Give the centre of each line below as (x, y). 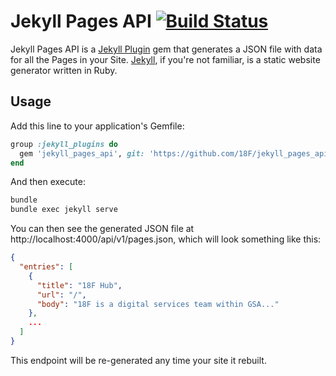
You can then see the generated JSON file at (102, 229)
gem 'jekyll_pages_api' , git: (82, 153)
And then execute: (48, 182)
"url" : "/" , (61, 295)
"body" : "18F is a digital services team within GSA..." (158, 304)
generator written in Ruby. (64, 70)
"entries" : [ (46, 267)
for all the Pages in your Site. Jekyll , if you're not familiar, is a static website (165, 59)
